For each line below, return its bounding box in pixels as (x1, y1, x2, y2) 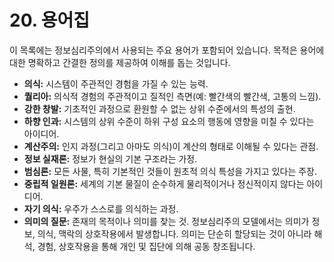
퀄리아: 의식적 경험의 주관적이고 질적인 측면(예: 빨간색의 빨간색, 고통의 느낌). (23, 90, 322, 102)
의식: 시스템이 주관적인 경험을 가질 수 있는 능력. (23, 77, 209, 90)
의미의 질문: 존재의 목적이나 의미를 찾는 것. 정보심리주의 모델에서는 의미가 (23, 215, 310, 227)
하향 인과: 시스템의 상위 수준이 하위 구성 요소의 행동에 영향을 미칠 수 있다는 (23, 115, 315, 127)
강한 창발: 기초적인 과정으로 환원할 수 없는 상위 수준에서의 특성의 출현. (23, 102, 296, 115)
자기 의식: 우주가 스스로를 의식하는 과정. (23, 202, 179, 215)
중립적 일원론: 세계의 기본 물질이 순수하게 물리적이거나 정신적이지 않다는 (23, 177, 305, 190)
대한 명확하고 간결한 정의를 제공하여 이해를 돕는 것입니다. (9, 56, 231, 68)
